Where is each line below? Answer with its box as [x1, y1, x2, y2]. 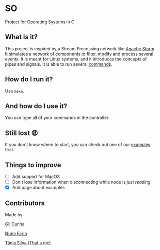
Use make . [5, 88, 24, 94]
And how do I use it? [5, 102, 67, 110]
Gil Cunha [5, 221, 25, 227]
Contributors [5, 199, 45, 207]
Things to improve [5, 161, 62, 169]
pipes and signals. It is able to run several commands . [5, 61, 112, 67]
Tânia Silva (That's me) [5, 240, 51, 246]
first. [5, 147, 15, 153]
